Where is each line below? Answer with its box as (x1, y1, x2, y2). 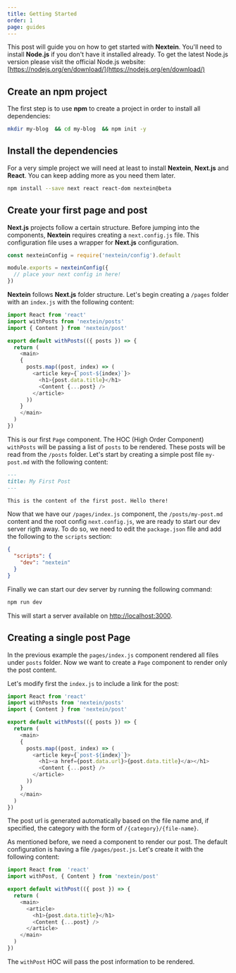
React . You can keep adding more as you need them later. (7, 171, 176, 180)
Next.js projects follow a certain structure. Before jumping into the (7, 223, 200, 231)
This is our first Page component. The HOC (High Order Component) (7, 435, 204, 443)
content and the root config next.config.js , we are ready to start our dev (7, 518, 221, 526)
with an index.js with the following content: (7, 298, 135, 307)
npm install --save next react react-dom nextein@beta (7, 185, 172, 192)
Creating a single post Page (7, 632, 131, 644)
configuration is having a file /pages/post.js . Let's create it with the (7, 845, 204, 854)
